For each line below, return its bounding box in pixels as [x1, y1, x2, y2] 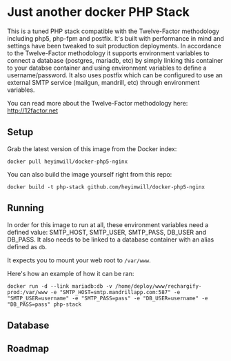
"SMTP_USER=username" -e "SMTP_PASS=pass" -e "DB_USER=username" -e [7, 295, 208, 302]
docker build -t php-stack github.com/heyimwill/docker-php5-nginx [7, 184, 205, 191]
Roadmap [7, 343, 50, 355]
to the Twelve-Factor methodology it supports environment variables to [7, 49, 210, 57]
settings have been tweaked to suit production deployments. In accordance [7, 41, 222, 50]
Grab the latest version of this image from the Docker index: [7, 144, 177, 153]
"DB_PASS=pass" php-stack [7, 301, 81, 308]
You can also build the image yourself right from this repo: [7, 170, 172, 178]
